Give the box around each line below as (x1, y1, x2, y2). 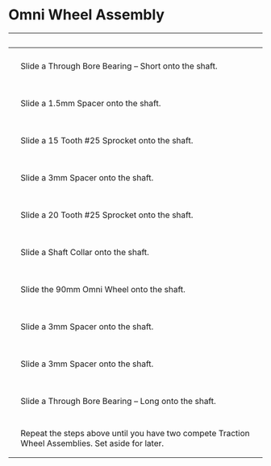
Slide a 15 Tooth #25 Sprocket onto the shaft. (20, 134, 194, 146)
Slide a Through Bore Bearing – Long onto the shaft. (20, 395, 216, 406)
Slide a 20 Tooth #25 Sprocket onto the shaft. (20, 209, 194, 221)
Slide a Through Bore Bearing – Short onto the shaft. (20, 60, 218, 72)
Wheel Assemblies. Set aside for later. (20, 437, 165, 448)
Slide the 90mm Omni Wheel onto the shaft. (20, 283, 186, 295)
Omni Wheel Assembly (8, 6, 165, 24)
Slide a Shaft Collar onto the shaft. (20, 246, 149, 258)
